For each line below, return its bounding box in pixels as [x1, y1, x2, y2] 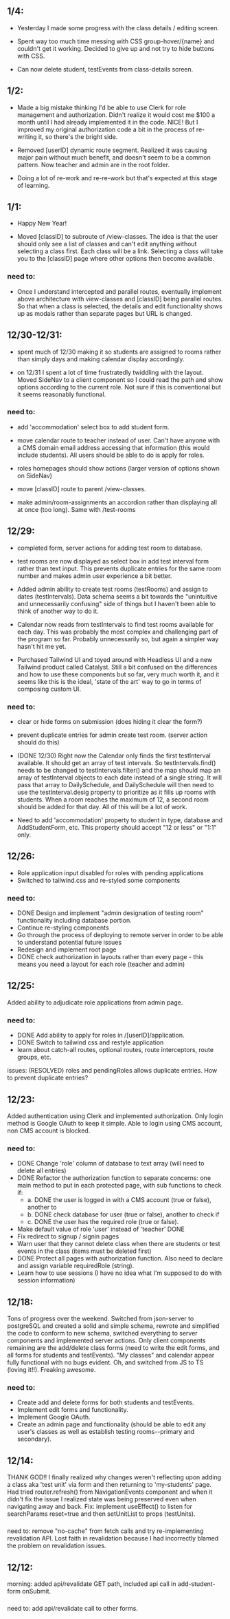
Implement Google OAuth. [16, 1413, 91, 1422]
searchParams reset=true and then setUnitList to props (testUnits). [7, 1510, 196, 1518]
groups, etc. [16, 1053, 51, 1062]
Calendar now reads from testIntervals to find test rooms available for [16, 620, 214, 628]
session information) [16, 1276, 76, 1285]
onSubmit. [21, 1587, 51, 1595]
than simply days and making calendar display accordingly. [16, 354, 185, 363]
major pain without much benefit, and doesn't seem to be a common [16, 153, 211, 161]
